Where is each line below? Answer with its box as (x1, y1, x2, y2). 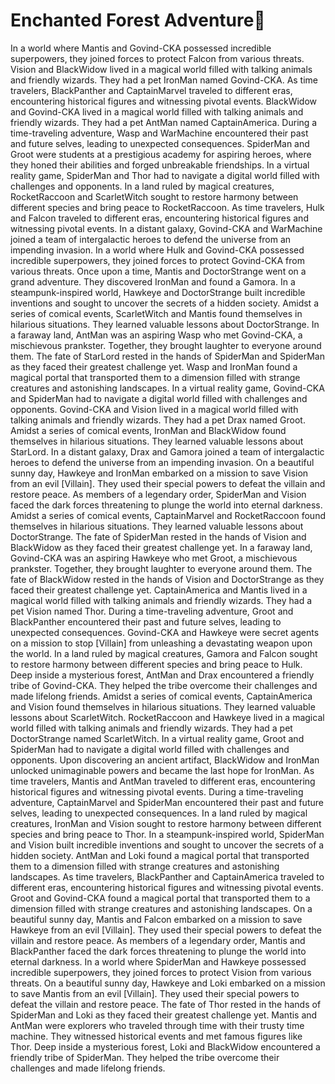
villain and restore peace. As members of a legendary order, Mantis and (10, 934, 306, 946)
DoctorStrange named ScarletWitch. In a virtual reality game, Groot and (10, 732, 305, 744)
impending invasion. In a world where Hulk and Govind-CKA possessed (10, 244, 305, 256)
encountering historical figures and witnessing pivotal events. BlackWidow (10, 95, 317, 107)
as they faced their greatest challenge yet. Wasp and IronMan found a (10, 360, 298, 373)
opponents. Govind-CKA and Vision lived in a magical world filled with (10, 403, 299, 415)
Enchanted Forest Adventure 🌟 (10, 9, 266, 32)
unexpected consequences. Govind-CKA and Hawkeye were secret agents (10, 626, 320, 638)
